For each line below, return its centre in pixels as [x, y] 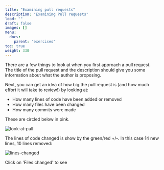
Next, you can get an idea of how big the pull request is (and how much [77, 84]
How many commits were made [44, 109]
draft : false [18, 23]
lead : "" [14, 19]
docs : [15, 37]
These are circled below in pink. [37, 119]
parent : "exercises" [35, 42]
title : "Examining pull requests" [40, 10]
